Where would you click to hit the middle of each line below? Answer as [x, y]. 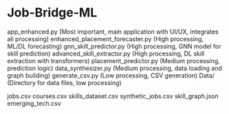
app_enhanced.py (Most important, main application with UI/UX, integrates [113, 32]
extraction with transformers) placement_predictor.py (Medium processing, [113, 60]
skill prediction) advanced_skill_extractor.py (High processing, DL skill [106, 54]
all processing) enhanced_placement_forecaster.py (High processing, [106, 38]
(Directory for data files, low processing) [64, 82]
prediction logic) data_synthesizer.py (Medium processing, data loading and [115, 68]
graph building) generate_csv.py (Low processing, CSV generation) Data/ [111, 75]
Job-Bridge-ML [52, 13]
